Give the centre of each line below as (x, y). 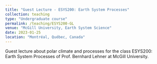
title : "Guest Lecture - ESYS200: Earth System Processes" (67, 10)
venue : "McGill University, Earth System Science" (58, 28)
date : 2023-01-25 (23, 32)
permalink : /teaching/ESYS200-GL (40, 23)
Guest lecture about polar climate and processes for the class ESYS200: (79, 51)
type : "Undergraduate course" (36, 19)
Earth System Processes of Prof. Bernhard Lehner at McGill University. (77, 56)
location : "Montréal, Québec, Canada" (45, 37)
